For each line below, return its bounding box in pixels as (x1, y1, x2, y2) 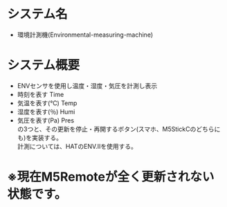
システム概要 (7, 57, 80, 73)
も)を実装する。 (17, 133, 62, 142)
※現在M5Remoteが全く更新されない (7, 169, 215, 185)
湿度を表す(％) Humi (17, 107, 75, 116)
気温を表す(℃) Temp (17, 98, 78, 107)
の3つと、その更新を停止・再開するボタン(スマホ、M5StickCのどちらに (17, 125, 221, 133)
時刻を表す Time (17, 90, 64, 98)
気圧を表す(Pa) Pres (17, 116, 75, 125)
